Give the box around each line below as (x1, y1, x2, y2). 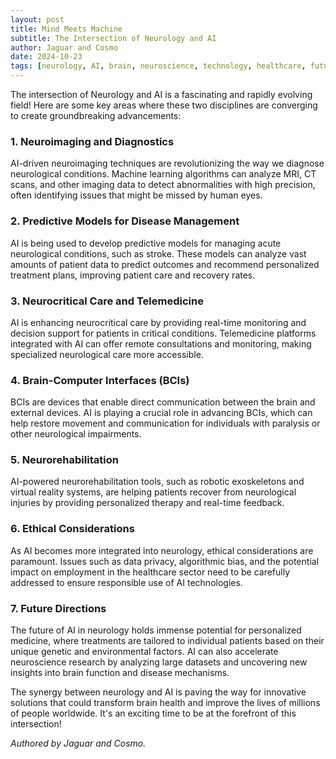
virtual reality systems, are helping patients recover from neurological (10, 486, 297, 498)
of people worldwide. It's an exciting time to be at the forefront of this (10, 707, 297, 720)
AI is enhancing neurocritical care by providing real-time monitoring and (10, 316, 307, 328)
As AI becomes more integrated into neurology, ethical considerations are (10, 544, 314, 556)
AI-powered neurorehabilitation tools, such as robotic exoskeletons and (10, 476, 305, 488)
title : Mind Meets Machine (10, 24, 123, 34)
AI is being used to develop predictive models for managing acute (10, 237, 282, 249)
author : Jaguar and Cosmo (10, 42, 118, 53)
